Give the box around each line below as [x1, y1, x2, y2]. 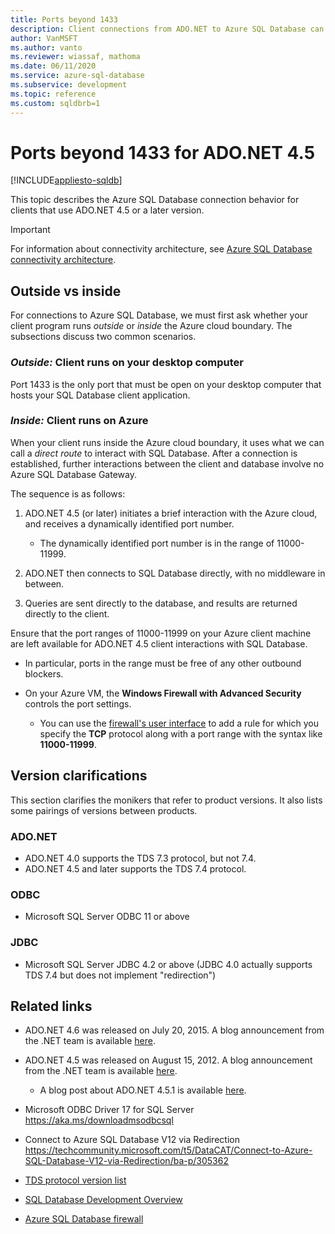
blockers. [24, 667, 64, 680]
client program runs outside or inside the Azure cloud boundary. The [10, 320, 293, 332]
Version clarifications [10, 767, 148, 785]
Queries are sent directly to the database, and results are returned [24, 597, 298, 609]
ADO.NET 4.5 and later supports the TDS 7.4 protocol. [24, 862, 247, 875]
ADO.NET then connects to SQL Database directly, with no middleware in [24, 567, 326, 579]
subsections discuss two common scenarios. [10, 331, 197, 343]
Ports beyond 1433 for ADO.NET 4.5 [10, 141, 316, 164]
